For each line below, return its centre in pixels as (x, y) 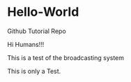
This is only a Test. (34, 71)
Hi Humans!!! (26, 44)
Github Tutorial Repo (37, 31)
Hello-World (43, 12)
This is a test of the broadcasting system (65, 58)
